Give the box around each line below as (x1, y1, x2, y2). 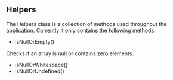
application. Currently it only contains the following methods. (6, 27, 156, 34)
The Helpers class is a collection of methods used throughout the (6, 20, 167, 27)
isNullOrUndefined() (14, 68, 64, 75)
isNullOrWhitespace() (14, 61, 68, 68)
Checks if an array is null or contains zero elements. (6, 50, 134, 57)
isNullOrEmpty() (14, 38, 55, 45)
